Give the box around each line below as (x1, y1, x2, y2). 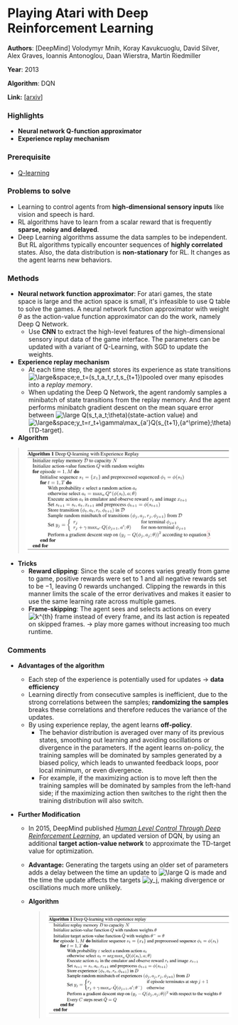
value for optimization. (28, 847, 94, 855)
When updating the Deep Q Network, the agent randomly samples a (28, 388, 227, 397)
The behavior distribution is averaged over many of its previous (38, 728, 225, 737)
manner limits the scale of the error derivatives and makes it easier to (28, 590, 232, 598)
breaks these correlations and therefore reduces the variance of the (28, 705, 227, 714)
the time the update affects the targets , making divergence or (28, 876, 225, 884)
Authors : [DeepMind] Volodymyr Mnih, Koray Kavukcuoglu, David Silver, (7, 44, 220, 52)
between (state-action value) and (28, 411, 198, 419)
